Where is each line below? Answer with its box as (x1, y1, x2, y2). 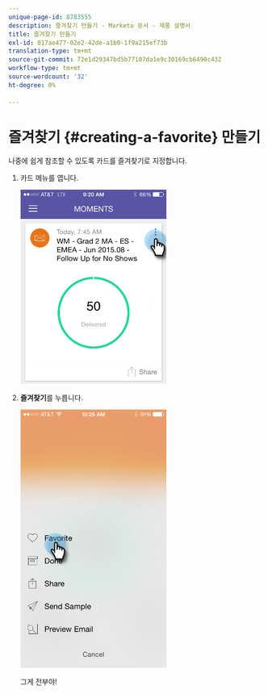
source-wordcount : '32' (8, 73, 89, 81)
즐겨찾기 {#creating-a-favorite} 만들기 (8, 128, 261, 146)
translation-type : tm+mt (8, 47, 92, 56)
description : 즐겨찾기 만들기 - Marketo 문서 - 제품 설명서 (8, 21, 191, 30)
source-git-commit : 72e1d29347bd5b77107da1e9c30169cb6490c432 (8, 56, 222, 64)
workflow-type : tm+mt (8, 65, 82, 73)
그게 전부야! (19, 677, 58, 687)
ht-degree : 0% (8, 81, 57, 89)
